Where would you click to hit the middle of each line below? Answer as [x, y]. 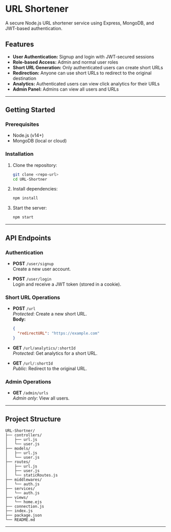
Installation [20, 154]
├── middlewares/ [24, 480]
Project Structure [33, 419]
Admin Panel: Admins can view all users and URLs [66, 89]
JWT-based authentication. [34, 28]
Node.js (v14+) [28, 135]
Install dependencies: [35, 189]
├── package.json [24, 515]
